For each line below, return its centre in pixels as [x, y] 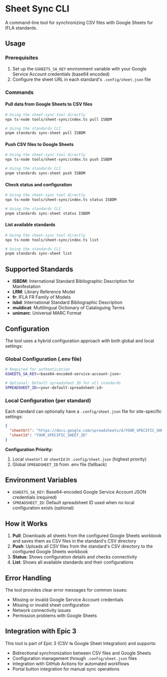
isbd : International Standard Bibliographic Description [67, 302]
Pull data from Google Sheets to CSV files [49, 104]
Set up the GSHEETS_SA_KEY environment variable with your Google [79, 68]
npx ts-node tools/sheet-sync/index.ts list [52, 240]
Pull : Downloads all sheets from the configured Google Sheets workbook [87, 536]
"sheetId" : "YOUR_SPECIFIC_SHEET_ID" [49, 435]
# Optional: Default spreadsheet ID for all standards [63, 383]
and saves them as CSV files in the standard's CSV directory [74, 541]
